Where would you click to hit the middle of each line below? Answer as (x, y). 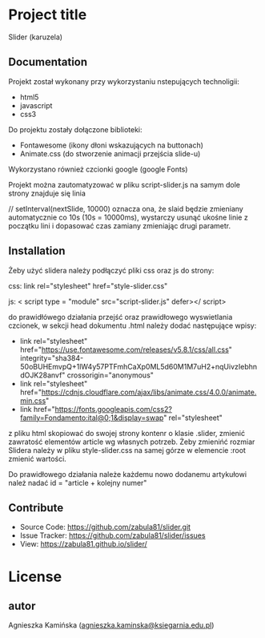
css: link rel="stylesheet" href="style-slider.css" (88, 285)
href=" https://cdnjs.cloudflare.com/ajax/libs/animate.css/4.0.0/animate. (138, 392)
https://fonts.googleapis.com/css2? (113, 409)
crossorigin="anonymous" (110, 375)
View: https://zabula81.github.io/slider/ (84, 544)
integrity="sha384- (52, 357)
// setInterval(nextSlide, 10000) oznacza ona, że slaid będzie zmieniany (126, 208)
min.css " (34, 400)
